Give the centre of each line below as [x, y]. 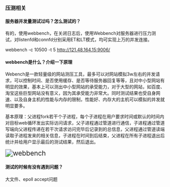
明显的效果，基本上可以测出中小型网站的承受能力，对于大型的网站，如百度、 [85, 87]
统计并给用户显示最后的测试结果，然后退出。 [52, 142]
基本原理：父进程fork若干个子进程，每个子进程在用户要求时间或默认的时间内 [85, 117]
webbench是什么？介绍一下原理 [39, 62]
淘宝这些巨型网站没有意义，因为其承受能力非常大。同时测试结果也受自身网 [83, 93]
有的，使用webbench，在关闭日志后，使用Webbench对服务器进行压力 [78, 33]
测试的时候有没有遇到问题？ [34, 167]
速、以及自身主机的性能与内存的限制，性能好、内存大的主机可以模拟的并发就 [85, 99]
